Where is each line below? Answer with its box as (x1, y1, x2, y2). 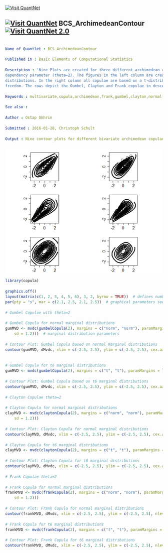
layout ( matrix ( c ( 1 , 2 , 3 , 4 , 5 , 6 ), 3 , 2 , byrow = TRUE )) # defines (5, 294, 153, 300)
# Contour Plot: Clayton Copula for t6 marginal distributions (5, 458, 140, 464)
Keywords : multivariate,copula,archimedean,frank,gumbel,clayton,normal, (5, 94, 164, 99)
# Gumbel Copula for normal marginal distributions (5, 321, 115, 326)
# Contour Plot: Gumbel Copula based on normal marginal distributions (5, 342, 157, 347)
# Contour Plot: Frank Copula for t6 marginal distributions (5, 537, 135, 543)
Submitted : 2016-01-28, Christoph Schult (5, 125, 95, 130)
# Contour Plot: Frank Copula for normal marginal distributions (5, 506, 144, 511)
